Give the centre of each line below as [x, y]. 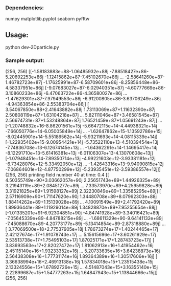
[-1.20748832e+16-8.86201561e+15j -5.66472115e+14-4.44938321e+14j [81, 126]
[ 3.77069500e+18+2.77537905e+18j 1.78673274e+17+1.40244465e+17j [82, 229]
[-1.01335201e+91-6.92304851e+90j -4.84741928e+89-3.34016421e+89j [82, 213]
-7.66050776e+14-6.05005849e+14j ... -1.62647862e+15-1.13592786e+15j [83, 131]
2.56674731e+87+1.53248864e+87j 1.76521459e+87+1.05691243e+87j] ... [84, 120]
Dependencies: [25, 8]
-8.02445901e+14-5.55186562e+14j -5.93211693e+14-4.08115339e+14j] [81, 137]
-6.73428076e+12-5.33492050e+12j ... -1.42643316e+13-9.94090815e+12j [84, 164]
